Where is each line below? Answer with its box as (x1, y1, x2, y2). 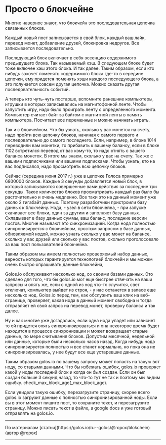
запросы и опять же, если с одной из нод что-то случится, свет (5, 281, 140, 288)
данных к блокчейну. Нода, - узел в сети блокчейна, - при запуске (5, 204, 146, 210)
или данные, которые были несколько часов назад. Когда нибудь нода (5, 338, 155, 345)
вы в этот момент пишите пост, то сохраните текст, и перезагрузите (5, 399, 150, 405)
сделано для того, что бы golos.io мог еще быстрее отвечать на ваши (5, 276, 152, 282)
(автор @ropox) (5, 430, 38, 436)
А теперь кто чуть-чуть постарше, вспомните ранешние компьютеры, (5, 96, 154, 102)
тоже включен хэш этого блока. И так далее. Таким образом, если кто (5, 65, 155, 71)
